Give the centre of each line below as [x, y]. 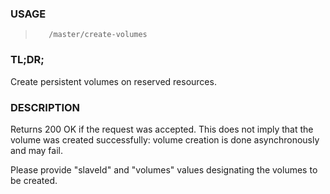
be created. [34, 180]
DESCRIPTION [45, 107]
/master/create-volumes [98, 35]
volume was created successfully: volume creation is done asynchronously [165, 139]
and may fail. [37, 150]
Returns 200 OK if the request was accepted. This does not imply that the [162, 129]
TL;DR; [27, 60]
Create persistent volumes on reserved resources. [113, 81]
